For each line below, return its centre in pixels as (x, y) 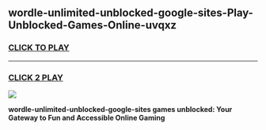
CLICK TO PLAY (39, 48)
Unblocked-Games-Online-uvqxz (92, 26)
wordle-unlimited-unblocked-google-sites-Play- (131, 13)
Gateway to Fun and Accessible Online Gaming (87, 117)
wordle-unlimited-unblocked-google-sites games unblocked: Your (120, 109)
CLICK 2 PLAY (36, 77)
